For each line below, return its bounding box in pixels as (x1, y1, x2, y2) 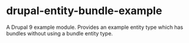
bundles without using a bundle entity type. (6, 29, 113, 37)
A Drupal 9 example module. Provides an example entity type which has (6, 24, 184, 31)
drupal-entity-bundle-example (6, 4, 163, 18)
